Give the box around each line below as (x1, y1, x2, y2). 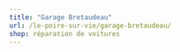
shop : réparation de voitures (9, 29, 121, 38)
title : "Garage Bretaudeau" (9, 12, 113, 22)
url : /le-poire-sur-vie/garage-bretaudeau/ (9, 21, 172, 30)
